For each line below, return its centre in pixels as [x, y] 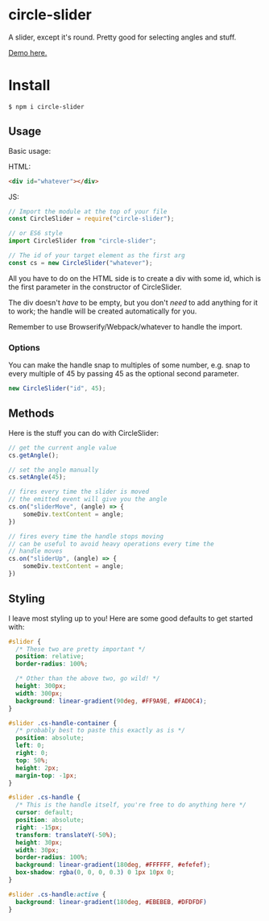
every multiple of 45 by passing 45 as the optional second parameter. [124, 374]
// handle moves [35, 551]
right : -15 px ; [39, 828]
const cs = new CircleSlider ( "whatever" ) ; [81, 263]
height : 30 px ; [39, 842]
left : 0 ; [30, 746]
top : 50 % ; [32, 760]
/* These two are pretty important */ [81, 649]
